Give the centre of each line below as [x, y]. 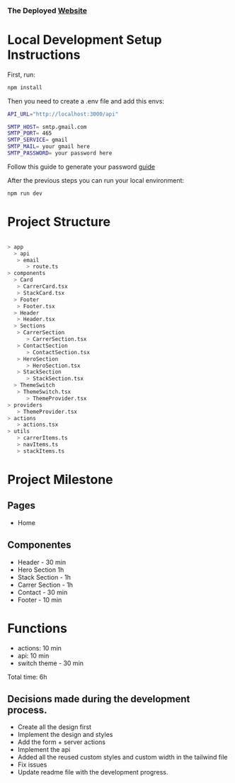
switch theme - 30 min [50, 663]
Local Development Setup [85, 40]
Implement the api [44, 750]
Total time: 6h [27, 677]
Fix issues [32, 765]
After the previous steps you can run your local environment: [96, 180]
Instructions [44, 55]
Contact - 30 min [42, 592]
